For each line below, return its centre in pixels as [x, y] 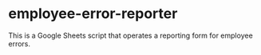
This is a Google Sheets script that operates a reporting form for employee [130, 35]
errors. [19, 43]
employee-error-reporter [93, 14]
